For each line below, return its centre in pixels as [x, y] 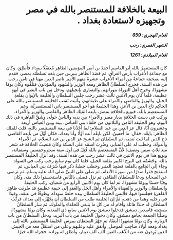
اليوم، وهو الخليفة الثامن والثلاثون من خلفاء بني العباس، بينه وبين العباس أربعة [94, 122]
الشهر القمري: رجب [148, 45]
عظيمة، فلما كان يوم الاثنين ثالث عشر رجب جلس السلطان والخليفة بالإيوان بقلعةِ [91, 95]
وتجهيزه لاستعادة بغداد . [121, 20]
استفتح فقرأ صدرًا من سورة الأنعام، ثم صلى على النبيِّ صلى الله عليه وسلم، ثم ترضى [87, 172]
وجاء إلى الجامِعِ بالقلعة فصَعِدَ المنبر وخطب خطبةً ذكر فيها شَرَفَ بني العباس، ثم [92, 166]
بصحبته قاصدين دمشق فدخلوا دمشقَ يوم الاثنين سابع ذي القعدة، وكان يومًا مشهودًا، [89, 210]
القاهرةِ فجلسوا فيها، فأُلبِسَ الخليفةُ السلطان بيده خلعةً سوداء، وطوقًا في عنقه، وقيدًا [88, 193]
